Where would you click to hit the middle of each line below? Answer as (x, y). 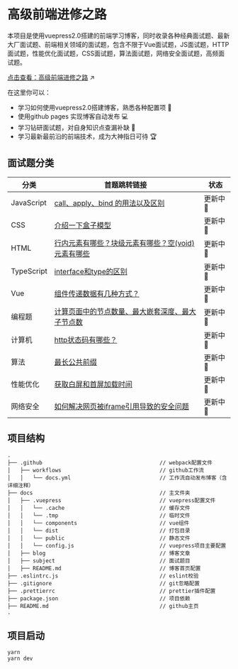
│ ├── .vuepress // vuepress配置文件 (112, 500)
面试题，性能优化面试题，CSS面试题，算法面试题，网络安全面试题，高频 (113, 53)
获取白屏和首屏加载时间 (93, 384)
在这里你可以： (29, 92)
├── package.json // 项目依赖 (99, 598)
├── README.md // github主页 (103, 606)
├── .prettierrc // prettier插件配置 (112, 591)
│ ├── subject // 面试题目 (99, 561)
